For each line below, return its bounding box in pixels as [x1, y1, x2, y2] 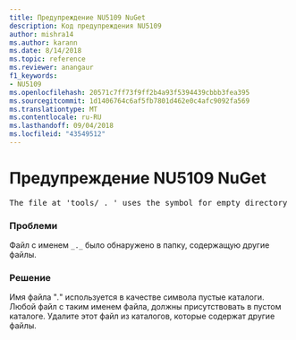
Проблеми [9, 219, 58, 232]
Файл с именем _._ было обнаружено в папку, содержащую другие [9, 240, 270, 251]
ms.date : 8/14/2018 [9, 47, 82, 55]
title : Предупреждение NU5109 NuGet [9, 13, 146, 22]
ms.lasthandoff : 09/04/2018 [9, 122, 114, 131]
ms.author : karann [9, 38, 78, 47]
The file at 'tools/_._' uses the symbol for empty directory [9, 198, 288, 208]
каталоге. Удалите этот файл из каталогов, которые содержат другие [9, 310, 275, 322]
